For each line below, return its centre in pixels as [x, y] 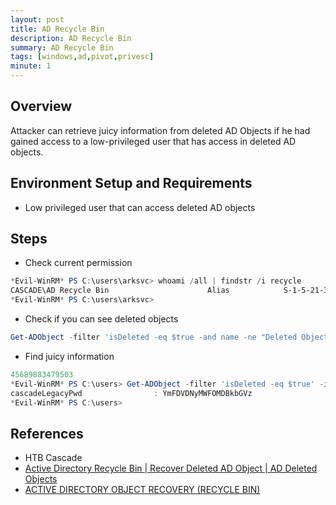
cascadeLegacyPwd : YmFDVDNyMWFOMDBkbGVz [131, 393]
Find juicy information [69, 356]
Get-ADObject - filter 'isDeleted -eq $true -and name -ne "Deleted [154, 337]
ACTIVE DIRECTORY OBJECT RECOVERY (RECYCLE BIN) [142, 490]
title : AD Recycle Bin [57, 29]
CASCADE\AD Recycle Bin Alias [120, 291]
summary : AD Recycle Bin [62, 47]
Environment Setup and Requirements [131, 183]
